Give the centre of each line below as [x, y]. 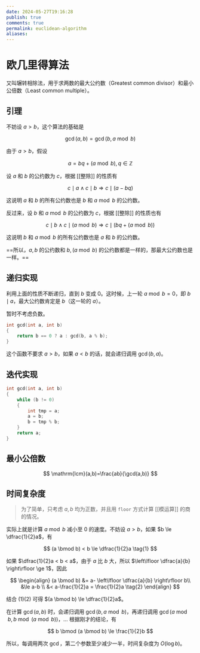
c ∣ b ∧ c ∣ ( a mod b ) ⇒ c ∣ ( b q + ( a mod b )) [100, 225]
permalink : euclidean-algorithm [46, 28]
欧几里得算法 [38, 65]
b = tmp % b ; [44, 422]
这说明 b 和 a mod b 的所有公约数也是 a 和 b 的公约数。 [75, 237]
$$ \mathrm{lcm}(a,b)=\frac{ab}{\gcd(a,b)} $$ [100, 473]
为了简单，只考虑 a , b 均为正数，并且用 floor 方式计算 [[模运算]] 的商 [106, 509]
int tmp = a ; [44, 411]
